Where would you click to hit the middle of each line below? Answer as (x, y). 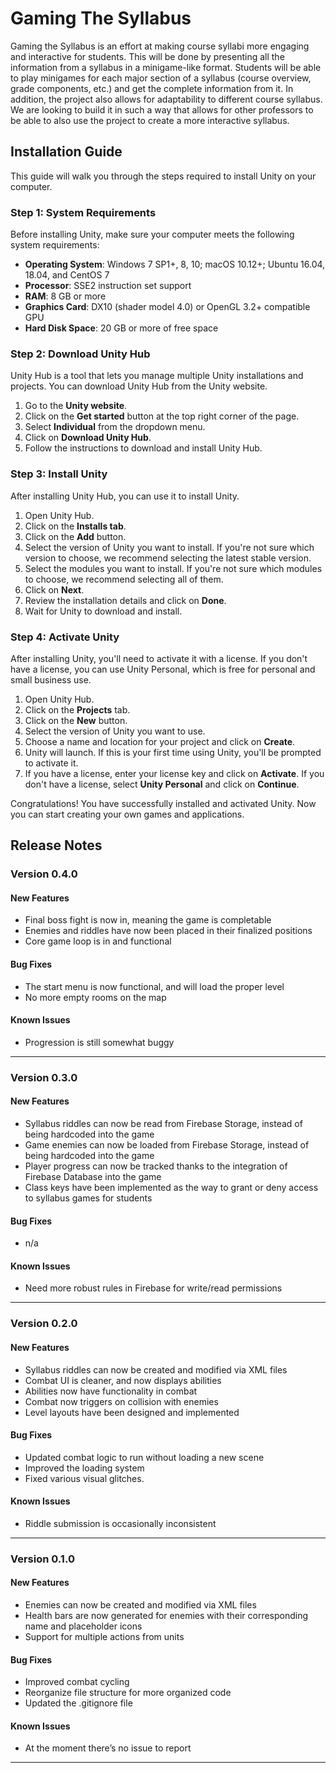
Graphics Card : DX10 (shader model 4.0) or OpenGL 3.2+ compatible (167, 307)
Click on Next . (54, 589)
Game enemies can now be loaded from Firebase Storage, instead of (167, 1144)
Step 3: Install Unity (59, 474)
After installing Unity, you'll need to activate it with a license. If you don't (159, 658)
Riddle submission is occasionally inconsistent (120, 1523)
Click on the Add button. (75, 536)
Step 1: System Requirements (83, 212)
